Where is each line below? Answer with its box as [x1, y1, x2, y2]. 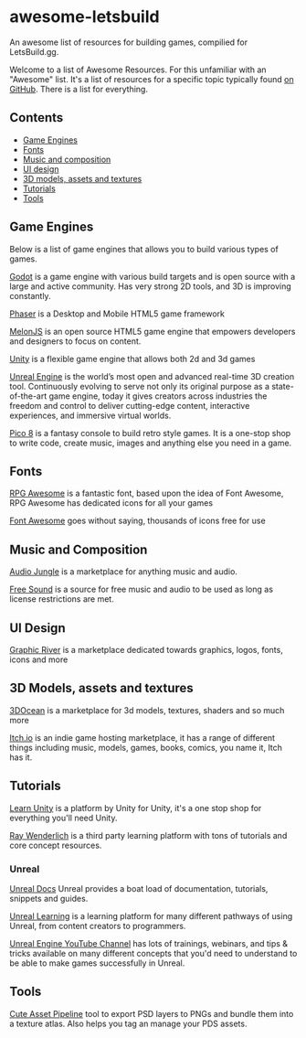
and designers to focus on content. [9, 336, 142, 347]
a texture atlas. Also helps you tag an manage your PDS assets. [9, 1018, 248, 1029]
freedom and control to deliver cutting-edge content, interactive [9, 400, 250, 411]
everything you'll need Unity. [9, 812, 118, 823]
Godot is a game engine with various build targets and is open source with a [9, 271, 296, 282]
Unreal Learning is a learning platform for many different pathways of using [9, 910, 293, 921]
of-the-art [9, 391, 47, 401]
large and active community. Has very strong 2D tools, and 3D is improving [9, 281, 292, 292]
